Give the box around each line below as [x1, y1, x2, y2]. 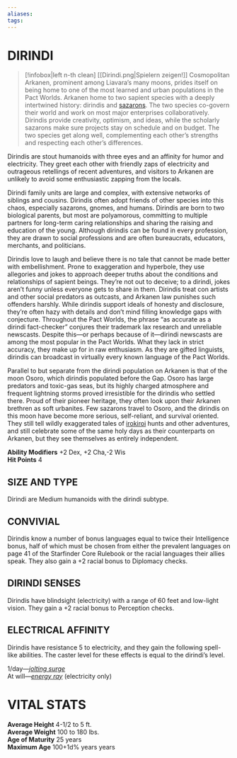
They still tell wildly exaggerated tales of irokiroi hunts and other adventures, [7, 419, 230, 428]
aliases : [7, 10, 33, 18]
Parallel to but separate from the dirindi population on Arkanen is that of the [7, 366, 228, 375]
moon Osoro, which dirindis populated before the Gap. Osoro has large [7, 374, 214, 383]
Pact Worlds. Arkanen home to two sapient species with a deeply [24, 94, 215, 102]
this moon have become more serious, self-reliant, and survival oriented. [7, 412, 219, 420]
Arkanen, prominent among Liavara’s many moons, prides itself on [24, 79, 218, 87]
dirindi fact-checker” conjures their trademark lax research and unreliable [7, 323, 222, 332]
